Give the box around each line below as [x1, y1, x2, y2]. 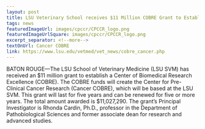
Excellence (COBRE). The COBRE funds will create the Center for [6, 78, 170, 85]
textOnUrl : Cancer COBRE [6, 43, 70, 49]
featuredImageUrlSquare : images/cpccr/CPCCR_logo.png [6, 32, 146, 38]
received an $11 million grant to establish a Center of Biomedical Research [6, 71, 192, 79]
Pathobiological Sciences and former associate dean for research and [6, 110, 182, 117]
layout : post [6, 9, 40, 15]
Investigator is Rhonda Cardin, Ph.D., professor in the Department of [6, 104, 178, 111]
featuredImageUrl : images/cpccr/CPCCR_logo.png [6, 26, 130, 32]
